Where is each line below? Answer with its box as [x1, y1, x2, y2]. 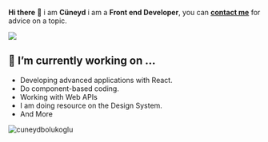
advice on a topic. [8, 16, 68, 26]
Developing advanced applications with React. [19, 75, 174, 85]
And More [19, 108, 54, 119]
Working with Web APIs [19, 92, 98, 101]
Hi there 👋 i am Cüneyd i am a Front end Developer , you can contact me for [8, 8, 261, 17]
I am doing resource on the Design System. [19, 101, 162, 110]
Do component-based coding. [19, 84, 120, 93]
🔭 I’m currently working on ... [8, 54, 156, 68]
